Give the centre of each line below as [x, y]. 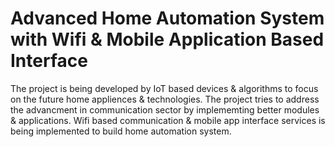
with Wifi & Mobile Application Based [167, 39]
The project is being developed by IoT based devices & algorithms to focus [164, 88]
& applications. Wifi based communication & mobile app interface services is [168, 120]
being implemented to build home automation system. [121, 131]
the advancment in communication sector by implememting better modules [165, 109]
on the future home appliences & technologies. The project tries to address [165, 99]
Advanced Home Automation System [167, 18]
